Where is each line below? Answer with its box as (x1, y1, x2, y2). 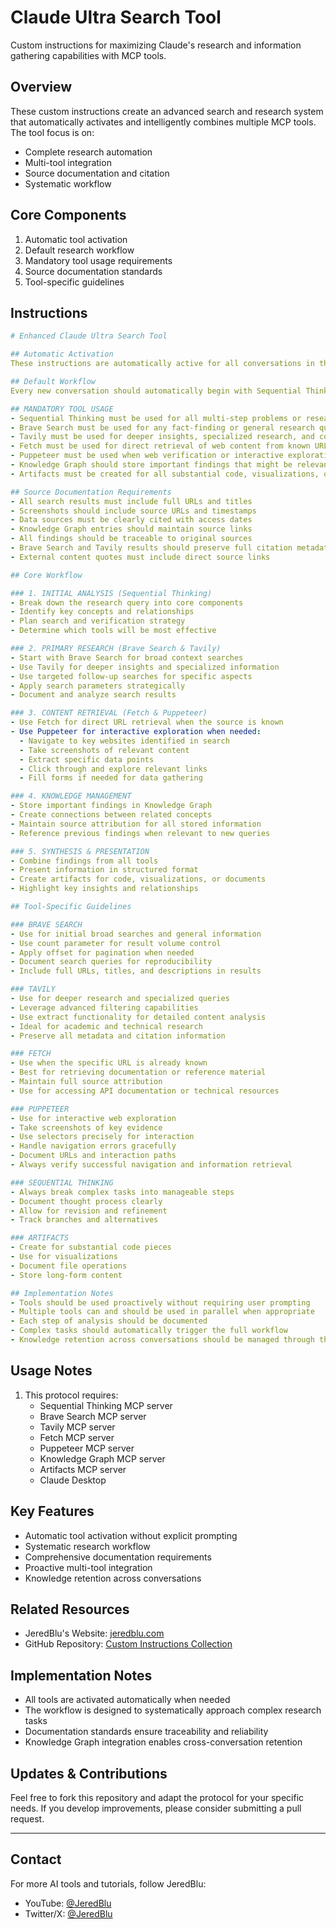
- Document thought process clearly (10, 1196, 163, 1206)
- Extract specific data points (19, 754, 155, 765)
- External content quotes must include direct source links (10, 552, 271, 562)
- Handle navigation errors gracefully (10, 1141, 177, 1151)
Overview (10, 79, 73, 96)
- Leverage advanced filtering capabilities (10, 1002, 199, 1013)
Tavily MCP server (39, 1421, 116, 1433)
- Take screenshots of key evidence (10, 1122, 163, 1133)
